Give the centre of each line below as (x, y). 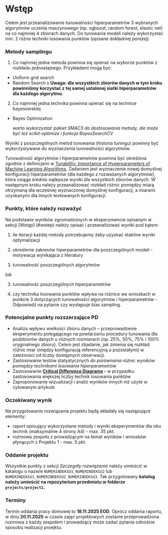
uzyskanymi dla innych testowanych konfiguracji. (56, 196)
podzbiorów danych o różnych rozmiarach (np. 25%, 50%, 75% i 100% (86, 339)
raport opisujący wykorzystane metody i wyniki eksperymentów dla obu (87, 426)
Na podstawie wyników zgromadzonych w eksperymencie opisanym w (78, 219)
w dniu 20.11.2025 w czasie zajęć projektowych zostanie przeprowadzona (82, 516)
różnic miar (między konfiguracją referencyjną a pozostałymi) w (78, 350)
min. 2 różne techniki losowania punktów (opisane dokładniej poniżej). (78, 39)
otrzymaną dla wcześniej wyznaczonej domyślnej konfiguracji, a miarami (80, 190)
